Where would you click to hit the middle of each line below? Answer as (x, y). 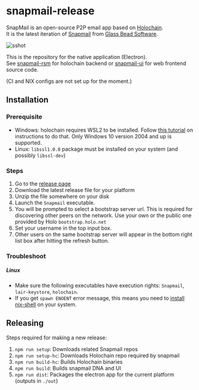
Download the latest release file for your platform (75, 190)
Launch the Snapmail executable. (55, 202)
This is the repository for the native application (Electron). (77, 57)
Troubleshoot (26, 256)
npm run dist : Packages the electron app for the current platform (94, 374)
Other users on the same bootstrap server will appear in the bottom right (104, 234)
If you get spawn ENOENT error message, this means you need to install (100, 298)
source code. (22, 69)
